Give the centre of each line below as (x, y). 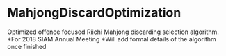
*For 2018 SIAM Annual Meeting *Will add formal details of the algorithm (112, 39)
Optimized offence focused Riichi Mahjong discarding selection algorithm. (113, 32)
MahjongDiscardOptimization (94, 13)
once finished (27, 46)
